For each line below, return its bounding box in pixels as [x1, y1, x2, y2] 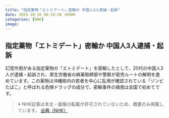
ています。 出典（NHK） [17, 107, 68, 113]
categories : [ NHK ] [5, 17, 44, 22]
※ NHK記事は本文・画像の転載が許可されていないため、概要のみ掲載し [17, 101, 164, 107]
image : [5, 21, 19, 27]
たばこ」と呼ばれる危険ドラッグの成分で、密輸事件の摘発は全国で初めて [5, 84, 155, 90]
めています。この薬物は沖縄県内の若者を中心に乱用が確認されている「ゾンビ [5, 78, 164, 84]
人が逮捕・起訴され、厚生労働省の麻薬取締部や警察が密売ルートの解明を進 [5, 72, 160, 78]
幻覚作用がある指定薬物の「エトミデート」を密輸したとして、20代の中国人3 [5, 65, 163, 71]
